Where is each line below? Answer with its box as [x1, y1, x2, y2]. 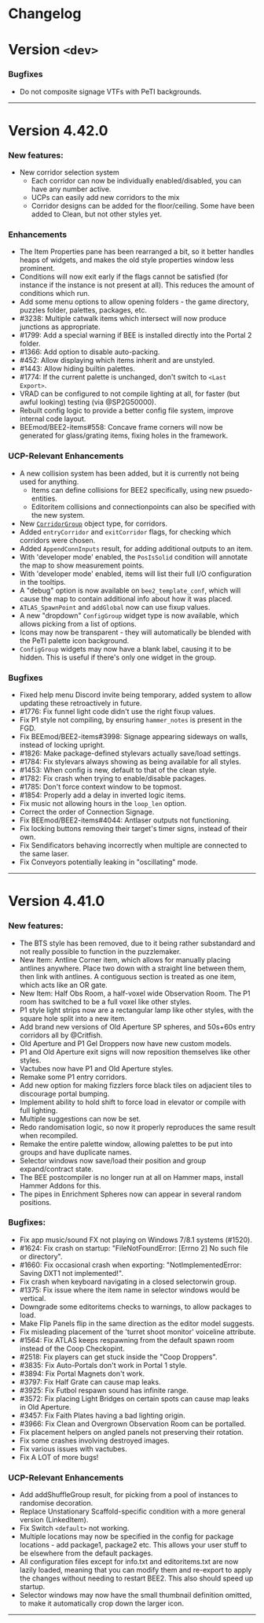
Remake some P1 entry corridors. [19, 1072, 127, 1081]
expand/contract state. [19, 1164, 94, 1174]
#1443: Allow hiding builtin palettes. [19, 364, 136, 374]
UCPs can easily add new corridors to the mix [31, 193, 180, 202]
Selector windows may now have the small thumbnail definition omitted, [19, 1591, 252, 1600]
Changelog [8, 5, 82, 23]
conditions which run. [19, 289, 90, 298]
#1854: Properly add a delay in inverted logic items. [19, 790, 186, 800]
